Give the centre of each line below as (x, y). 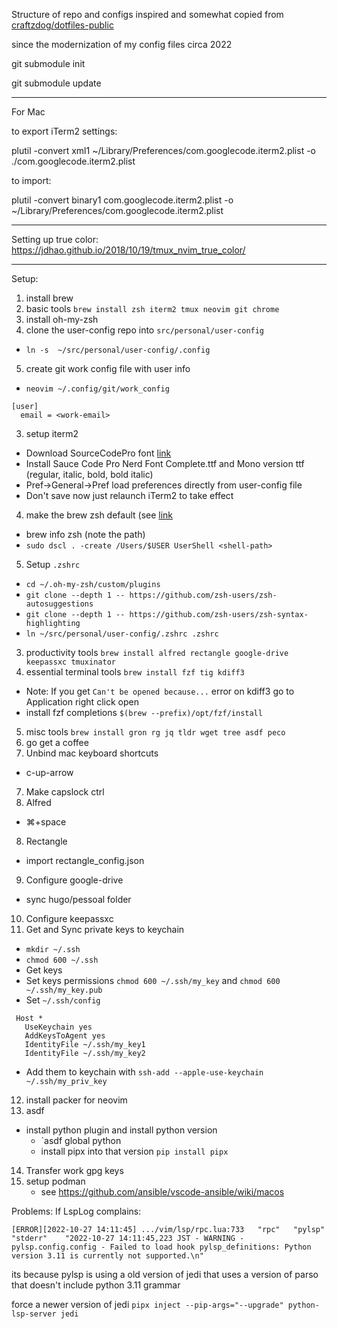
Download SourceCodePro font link (98, 453)
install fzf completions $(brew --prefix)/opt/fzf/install (144, 712)
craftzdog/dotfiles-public (62, 25)
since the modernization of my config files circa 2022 (122, 44)
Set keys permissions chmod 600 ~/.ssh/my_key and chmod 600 (153, 980)
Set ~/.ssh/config (63, 1000)
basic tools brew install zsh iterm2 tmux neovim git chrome (152, 308)
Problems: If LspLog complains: (76, 1211)
